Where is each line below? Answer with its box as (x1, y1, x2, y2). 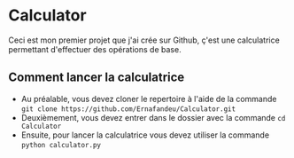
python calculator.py (20, 140, 101, 149)
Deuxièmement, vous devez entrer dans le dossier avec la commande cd (20, 112, 286, 122)
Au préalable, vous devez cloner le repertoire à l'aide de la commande (20, 93, 277, 104)
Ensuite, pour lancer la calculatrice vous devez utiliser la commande (20, 130, 270, 140)
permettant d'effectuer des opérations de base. (8, 43, 182, 54)
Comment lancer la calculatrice (8, 70, 185, 85)
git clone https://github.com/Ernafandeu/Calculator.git (20, 104, 236, 114)
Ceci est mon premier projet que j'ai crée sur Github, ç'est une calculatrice (8, 35, 280, 45)
